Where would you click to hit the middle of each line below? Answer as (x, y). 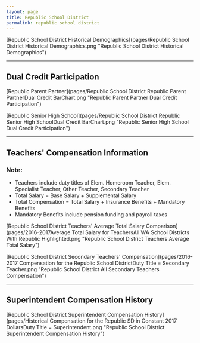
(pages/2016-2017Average (38, 232)
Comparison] (162, 226)
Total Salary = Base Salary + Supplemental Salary (76, 195)
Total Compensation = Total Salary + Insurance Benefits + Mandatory (100, 201)
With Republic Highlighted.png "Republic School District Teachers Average (98, 238)
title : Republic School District (48, 17)
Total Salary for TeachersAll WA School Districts (130, 232)
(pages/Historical (27, 321)
